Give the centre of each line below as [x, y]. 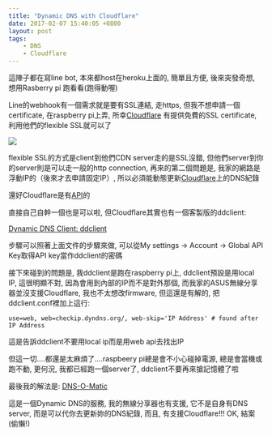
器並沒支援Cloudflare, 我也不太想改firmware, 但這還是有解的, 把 [114, 293]
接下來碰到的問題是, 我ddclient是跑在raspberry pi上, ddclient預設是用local [132, 273]
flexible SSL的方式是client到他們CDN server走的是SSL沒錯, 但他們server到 [132, 158]
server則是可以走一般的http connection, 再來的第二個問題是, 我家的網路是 [138, 168]
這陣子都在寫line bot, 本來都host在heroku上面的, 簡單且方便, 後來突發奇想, [132, 77]
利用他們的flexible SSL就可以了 [60, 125]
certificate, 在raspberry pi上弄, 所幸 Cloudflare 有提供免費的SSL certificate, [133, 115]
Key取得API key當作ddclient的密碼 [66, 255]
